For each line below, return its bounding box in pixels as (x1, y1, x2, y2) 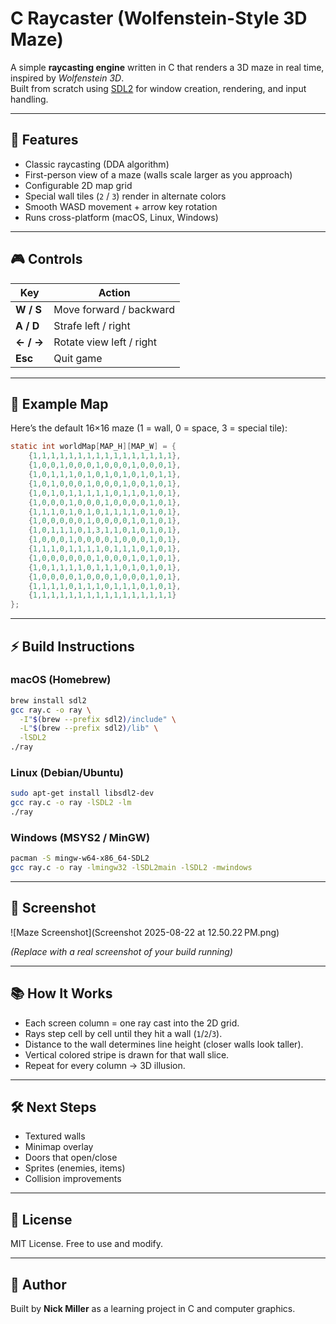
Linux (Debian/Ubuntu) (10, 765, 124, 779)
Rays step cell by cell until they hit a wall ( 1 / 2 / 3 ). (24, 1027, 223, 1039)
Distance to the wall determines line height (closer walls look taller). (24, 1038, 304, 1050)
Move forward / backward (53, 302, 176, 316)
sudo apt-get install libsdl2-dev (10, 788, 155, 799)
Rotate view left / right (53, 335, 158, 349)
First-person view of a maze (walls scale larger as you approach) (24, 168, 293, 181)
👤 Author (10, 1276, 67, 1293)
